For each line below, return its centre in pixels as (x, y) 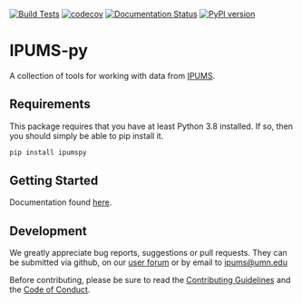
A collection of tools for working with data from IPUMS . (112, 75)
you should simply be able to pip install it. (87, 135)
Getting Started (54, 181)
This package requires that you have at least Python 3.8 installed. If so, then (151, 126)
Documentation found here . (61, 202)
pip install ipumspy (49, 152)
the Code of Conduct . (50, 289)
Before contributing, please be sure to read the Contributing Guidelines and (150, 280)
